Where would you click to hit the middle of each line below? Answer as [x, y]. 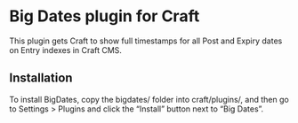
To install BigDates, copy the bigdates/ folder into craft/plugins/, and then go [149, 99]
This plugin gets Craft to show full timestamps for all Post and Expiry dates [146, 41]
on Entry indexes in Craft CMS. [66, 50]
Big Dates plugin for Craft [105, 16]
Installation [41, 78]
